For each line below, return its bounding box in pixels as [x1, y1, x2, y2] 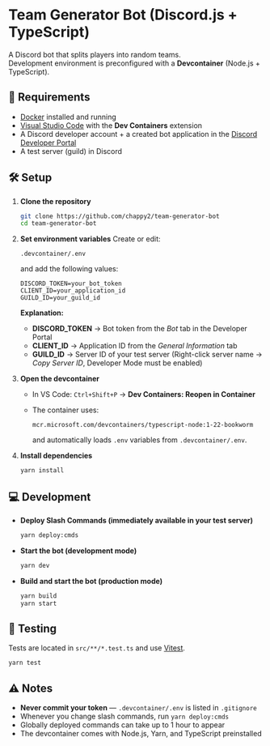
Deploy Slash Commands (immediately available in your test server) [19, 516, 253, 525]
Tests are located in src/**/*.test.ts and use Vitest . [8, 643, 186, 653]
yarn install [19, 467, 65, 475]
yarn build [19, 591, 57, 600]
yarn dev [19, 561, 50, 569]
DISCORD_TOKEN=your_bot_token [19, 279, 123, 288]
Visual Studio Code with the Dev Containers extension [19, 120, 203, 130]
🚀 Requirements [8, 91, 91, 104]
